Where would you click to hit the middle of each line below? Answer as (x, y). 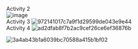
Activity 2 (18, 9)
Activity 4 (18, 28)
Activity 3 (18, 21)
